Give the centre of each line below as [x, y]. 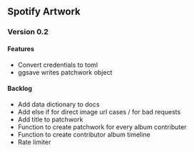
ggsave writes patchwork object [65, 72]
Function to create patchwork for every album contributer [102, 126]
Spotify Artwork [44, 12]
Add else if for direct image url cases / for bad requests [99, 112]
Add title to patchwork [50, 119]
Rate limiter [34, 142]
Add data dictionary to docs [58, 104]
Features [21, 48]
